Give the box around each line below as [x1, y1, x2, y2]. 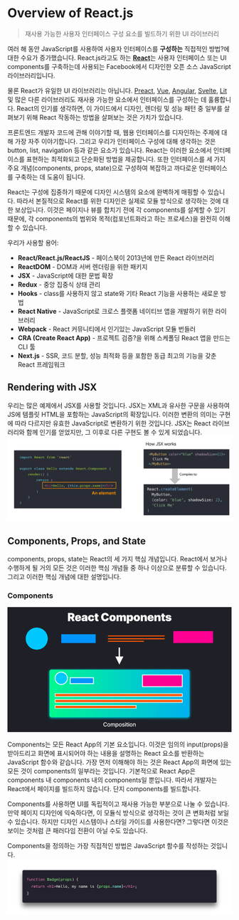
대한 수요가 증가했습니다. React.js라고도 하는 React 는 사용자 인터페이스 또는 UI [7, 53, 227, 62]
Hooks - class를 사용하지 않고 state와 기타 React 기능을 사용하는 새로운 [17, 289, 219, 297]
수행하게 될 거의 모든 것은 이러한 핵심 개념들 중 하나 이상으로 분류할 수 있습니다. [7, 564, 228, 572]
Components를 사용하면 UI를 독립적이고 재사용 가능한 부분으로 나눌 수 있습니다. [7, 800, 230, 808]
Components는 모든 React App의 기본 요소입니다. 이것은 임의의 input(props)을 [7, 740, 229, 749]
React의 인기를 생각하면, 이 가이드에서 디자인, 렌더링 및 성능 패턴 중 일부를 [16, 104, 223, 112]
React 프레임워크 [17, 360, 65, 369]
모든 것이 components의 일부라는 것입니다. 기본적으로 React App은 [7, 767, 196, 776]
